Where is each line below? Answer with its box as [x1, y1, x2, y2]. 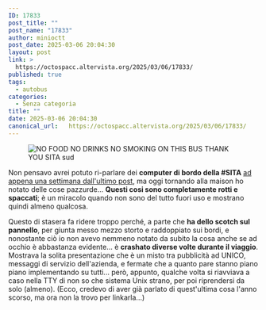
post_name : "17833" [8, 26, 73, 34]
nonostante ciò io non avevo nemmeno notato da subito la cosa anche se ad [8, 233, 258, 243]
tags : [8, 78, 26, 86]
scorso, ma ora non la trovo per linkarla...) [8, 293, 145, 302]
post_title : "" [8, 19, 59, 27]
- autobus [15, 85, 48, 94]
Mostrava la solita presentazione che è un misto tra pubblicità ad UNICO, [8, 251, 246, 260]
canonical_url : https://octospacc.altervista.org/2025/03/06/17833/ [8, 122, 247, 130]
